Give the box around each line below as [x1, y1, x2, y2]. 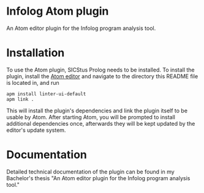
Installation [6, 46, 65, 60]
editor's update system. [6, 126, 66, 134]
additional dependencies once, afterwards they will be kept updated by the [6, 120, 195, 127]
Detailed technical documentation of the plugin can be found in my [6, 168, 175, 175]
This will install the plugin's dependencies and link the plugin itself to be [6, 107, 188, 114]
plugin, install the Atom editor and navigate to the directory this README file [6, 72, 198, 80]
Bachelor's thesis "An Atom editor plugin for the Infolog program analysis [6, 174, 191, 181]
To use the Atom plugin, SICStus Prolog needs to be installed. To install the [6, 66, 195, 73]
